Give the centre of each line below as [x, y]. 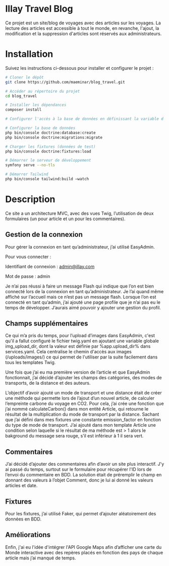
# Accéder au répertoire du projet [43, 91]
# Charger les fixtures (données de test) [50, 147]
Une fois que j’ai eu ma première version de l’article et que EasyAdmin [78, 372]
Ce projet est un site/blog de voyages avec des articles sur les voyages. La [83, 23]
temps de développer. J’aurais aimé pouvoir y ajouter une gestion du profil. [83, 307]
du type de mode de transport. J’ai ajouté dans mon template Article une [81, 425]
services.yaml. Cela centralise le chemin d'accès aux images [69, 352]
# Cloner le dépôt [24, 77]
